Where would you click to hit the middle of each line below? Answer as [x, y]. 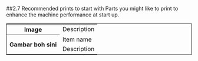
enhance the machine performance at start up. [63, 15]
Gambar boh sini [33, 45]
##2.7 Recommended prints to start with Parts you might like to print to [92, 9]
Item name [77, 39]
